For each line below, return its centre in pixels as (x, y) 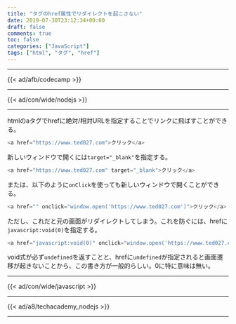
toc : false (23, 40)
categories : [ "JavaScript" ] (48, 46)
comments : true (29, 33)
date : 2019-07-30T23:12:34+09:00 (56, 20)
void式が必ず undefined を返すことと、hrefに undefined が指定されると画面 (112, 257)
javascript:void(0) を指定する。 (54, 229)
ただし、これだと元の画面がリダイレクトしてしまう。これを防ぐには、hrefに (118, 221)
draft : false (26, 27)
